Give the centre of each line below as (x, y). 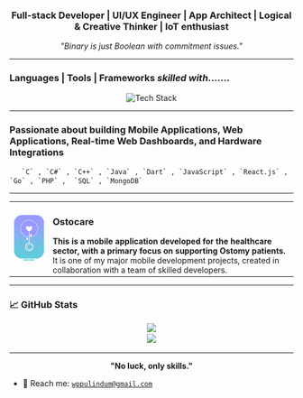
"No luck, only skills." (151, 366)
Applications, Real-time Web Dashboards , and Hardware (136, 141)
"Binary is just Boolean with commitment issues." (151, 46)
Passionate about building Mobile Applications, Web (126, 129)
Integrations (37, 152)
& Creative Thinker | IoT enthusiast (151, 26)
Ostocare (73, 221)
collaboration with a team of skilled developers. (140, 270)
